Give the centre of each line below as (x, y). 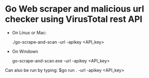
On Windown (25, 51)
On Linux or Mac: (29, 32)
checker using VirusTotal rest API (74, 19)
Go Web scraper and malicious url (75, 9)
